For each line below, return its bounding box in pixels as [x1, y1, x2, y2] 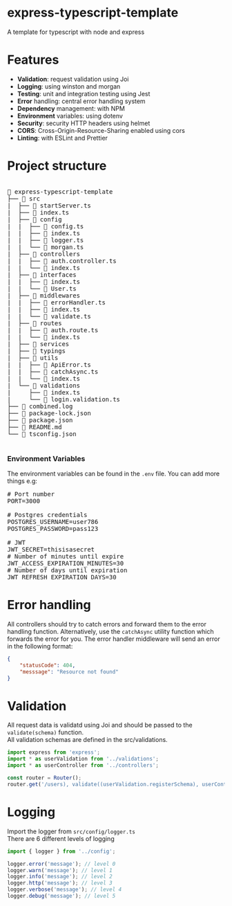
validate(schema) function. [7, 728, 84, 736]
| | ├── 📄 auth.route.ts [7, 326, 99, 334]
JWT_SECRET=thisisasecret [7, 545, 95, 554]
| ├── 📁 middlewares [7, 291, 81, 299]
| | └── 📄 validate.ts [7, 312, 91, 320]
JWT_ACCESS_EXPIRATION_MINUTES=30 [7, 559, 124, 568]
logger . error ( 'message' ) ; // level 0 [7, 860, 116, 867]
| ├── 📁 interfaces [7, 271, 77, 278]
